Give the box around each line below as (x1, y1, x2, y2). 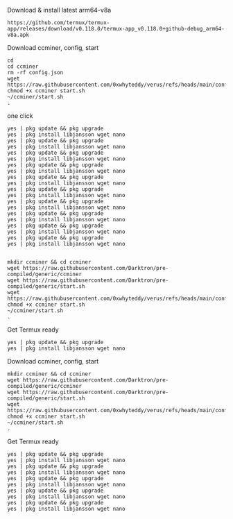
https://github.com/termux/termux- (7, 19, 110, 26)
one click (7, 112, 33, 120)
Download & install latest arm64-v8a (7, 6, 112, 14)
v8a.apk (7, 31, 30, 38)
